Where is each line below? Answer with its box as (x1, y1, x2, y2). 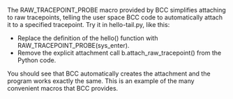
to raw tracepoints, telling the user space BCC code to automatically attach (7, 13, 223, 21)
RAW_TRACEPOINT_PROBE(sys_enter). (17, 42, 130, 49)
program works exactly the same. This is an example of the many (7, 77, 195, 85)
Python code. (17, 56, 57, 64)
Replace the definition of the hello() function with (17, 34, 158, 42)
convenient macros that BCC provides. (7, 84, 119, 92)
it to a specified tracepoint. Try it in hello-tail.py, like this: (7, 21, 170, 28)
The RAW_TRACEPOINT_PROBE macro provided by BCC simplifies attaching (7, 6, 227, 14)
